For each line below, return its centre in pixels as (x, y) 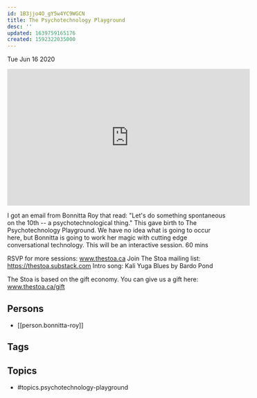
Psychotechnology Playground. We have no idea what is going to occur (109, 231)
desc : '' (20, 26)
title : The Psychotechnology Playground (67, 20)
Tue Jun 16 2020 (31, 59)
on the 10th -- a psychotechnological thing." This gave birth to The (102, 223)
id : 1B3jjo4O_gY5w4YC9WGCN (46, 14)
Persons (25, 309)
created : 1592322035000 (42, 40)
